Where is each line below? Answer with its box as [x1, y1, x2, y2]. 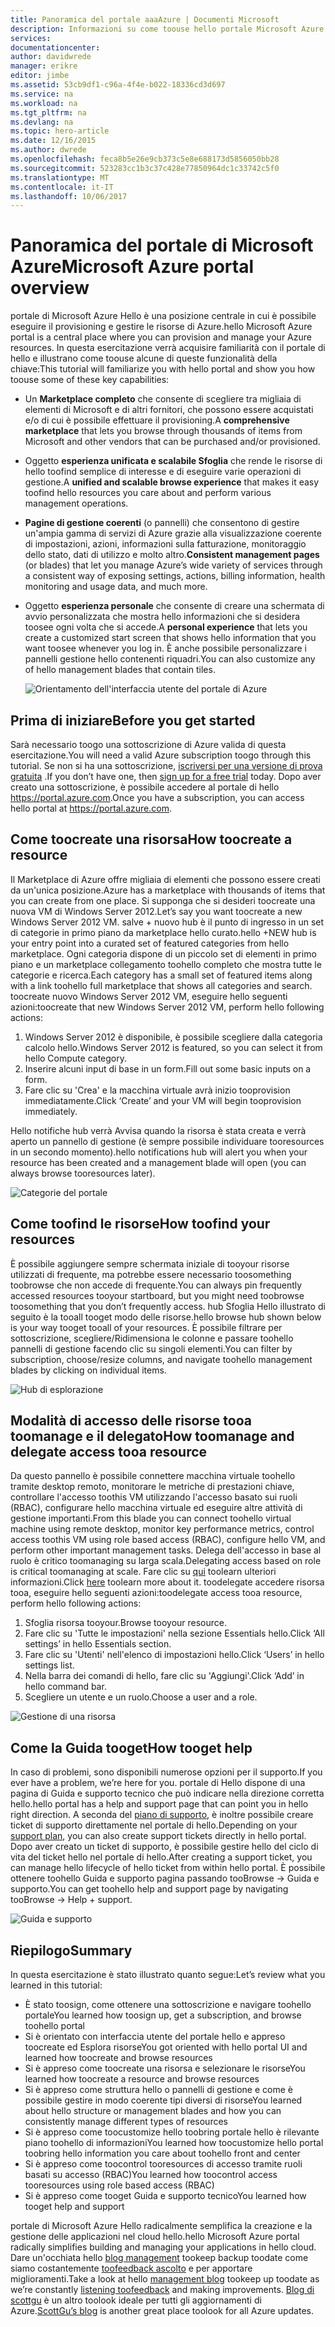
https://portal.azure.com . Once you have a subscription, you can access [10, 792, 305, 803]
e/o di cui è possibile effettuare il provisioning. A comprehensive [24, 414, 290, 426]
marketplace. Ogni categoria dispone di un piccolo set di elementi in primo [10, 947, 317, 960]
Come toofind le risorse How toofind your [10, 1216, 271, 1233]
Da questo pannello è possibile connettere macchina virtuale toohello [10, 1470, 296, 1482]
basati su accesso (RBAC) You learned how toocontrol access [24, 2169, 278, 2181]
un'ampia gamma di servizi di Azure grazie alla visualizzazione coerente [24, 527, 322, 540]
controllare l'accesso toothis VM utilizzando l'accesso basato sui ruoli [10, 1491, 298, 1503]
